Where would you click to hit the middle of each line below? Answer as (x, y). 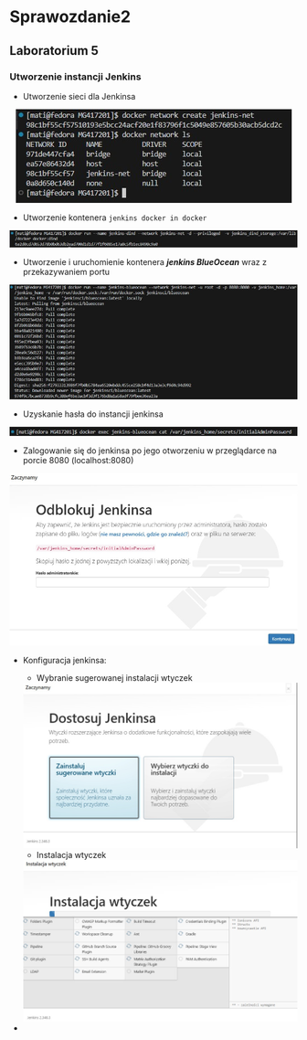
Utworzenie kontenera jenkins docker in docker (115, 218)
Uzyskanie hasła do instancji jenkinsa (93, 414)
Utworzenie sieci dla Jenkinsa (79, 96)
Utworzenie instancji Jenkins (75, 77)
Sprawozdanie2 (70, 17)
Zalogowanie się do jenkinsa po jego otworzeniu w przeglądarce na (149, 451)
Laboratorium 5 (54, 51)
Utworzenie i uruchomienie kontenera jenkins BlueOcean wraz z (145, 261)
